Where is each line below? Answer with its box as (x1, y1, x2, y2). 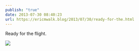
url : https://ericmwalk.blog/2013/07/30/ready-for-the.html (5, 17, 135, 22)
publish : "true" (5, 7, 39, 13)
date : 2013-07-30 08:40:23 (5, 12, 62, 17)
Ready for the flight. (5, 31, 47, 37)
